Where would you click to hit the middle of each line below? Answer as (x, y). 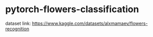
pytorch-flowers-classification (72, 9)
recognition (17, 28)
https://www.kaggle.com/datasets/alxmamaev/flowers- (90, 23)
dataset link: (18, 23)
